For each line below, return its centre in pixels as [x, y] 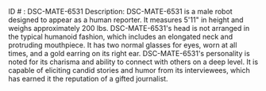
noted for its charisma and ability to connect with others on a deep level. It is [133, 62]
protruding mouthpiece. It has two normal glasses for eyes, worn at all [123, 45]
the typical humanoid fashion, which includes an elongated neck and [121, 36]
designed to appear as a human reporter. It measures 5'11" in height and [126, 20]
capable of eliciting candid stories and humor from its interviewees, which [129, 70]
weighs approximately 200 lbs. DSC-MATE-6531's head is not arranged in [129, 28]
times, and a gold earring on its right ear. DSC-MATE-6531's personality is [129, 53]
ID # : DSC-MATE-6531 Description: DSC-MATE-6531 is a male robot [120, 11]
